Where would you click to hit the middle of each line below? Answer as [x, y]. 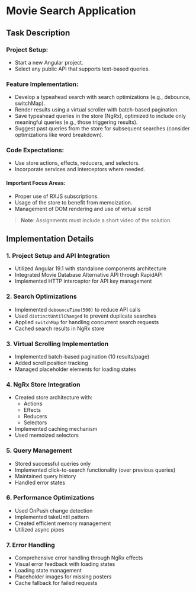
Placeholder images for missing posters [63, 577]
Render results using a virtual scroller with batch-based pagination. [97, 110]
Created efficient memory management [63, 523]
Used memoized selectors [46, 435]
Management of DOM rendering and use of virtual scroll [83, 209]
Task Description [38, 33]
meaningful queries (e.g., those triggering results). [76, 122]
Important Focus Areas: [36, 183]
